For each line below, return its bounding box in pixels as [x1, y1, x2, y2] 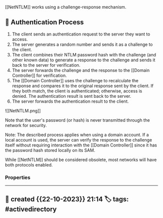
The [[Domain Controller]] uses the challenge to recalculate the [12, 77, 139, 83]
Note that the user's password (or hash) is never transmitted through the [5, 117, 150, 123]
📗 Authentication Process [5, 18, 84, 26]
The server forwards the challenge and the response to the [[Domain [12, 67, 150, 73]
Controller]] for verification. [12, 73, 67, 78]
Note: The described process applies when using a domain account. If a [5, 131, 149, 138]
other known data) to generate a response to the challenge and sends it [12, 57, 156, 63]
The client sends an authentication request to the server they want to [12, 31, 150, 37]
